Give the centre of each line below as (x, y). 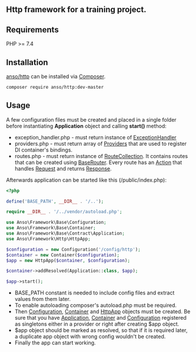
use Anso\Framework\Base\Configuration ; (57, 223)
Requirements (32, 30)
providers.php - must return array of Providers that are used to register (101, 143)
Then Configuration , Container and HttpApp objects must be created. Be (102, 311)
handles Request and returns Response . (63, 168)
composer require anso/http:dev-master (55, 88)
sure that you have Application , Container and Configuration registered (100, 318)
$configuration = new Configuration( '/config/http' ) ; (74, 249)
